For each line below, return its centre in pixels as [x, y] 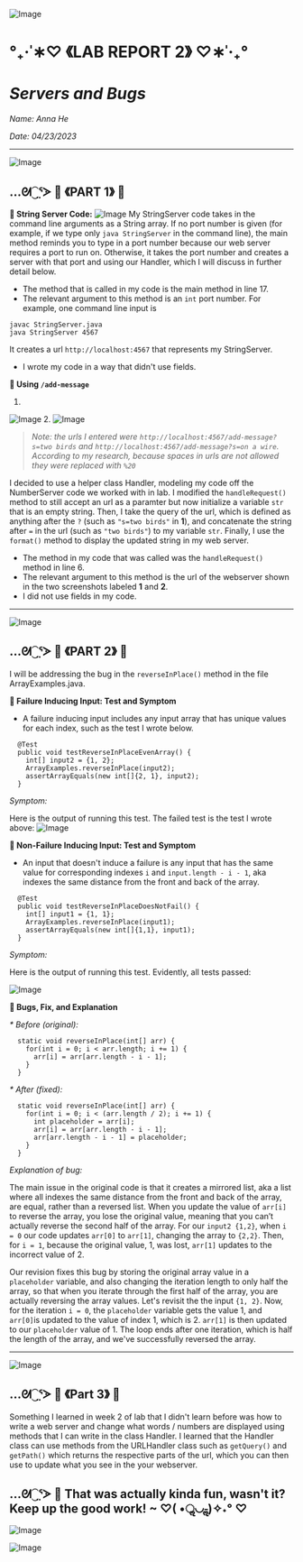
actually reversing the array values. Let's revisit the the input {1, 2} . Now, [147, 1300]
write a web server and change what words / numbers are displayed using [147, 1426]
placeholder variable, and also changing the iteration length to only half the [149, 1282]
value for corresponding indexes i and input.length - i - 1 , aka [144, 872]
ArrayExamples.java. [47, 683]
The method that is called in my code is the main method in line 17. [145, 289]
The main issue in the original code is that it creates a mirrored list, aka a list [150, 1187]
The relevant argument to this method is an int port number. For [142, 299]
